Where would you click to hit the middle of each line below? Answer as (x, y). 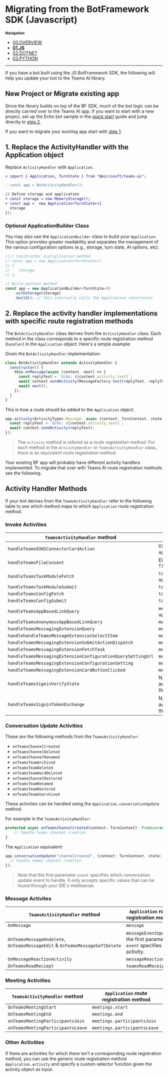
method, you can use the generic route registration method (66, 1058)
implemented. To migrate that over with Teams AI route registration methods (84, 468)
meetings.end (107, 1014)
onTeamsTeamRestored (34, 789)
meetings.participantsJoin (124, 1021)
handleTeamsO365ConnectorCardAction (51, 549)
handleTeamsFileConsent (36, 563)
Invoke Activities (26, 524)
